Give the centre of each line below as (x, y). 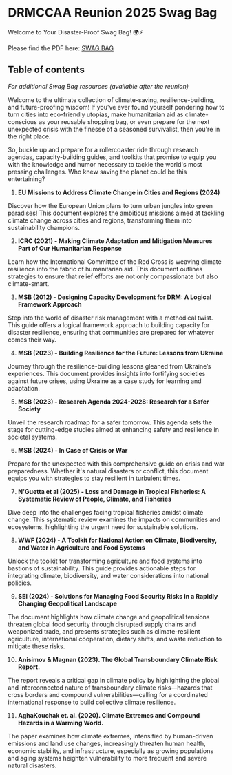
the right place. (29, 136)
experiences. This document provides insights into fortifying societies (107, 373)
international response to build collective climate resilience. (92, 702)
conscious (22, 121)
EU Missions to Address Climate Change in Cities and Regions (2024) (119, 192)
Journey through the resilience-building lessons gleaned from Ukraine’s (109, 366)
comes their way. (32, 340)
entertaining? (27, 179)
